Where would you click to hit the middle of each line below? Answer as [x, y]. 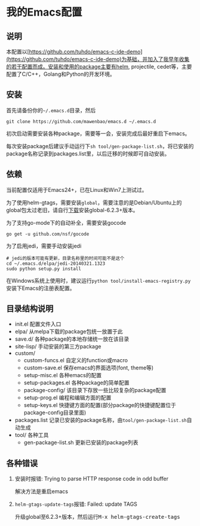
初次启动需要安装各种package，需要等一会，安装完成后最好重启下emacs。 [98, 133]
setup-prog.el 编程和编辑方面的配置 [67, 397]
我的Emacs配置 [44, 12]
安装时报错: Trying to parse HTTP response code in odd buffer [92, 479]
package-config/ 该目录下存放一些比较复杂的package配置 [95, 390]
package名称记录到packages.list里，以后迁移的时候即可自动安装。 [88, 154]
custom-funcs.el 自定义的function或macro [76, 360]
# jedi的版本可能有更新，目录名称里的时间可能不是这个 [65, 258]
